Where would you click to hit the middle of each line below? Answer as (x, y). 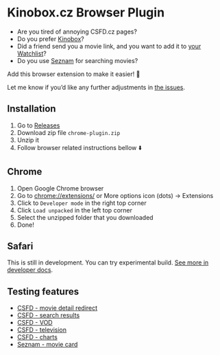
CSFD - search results (48, 315)
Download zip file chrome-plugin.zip (69, 132)
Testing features (43, 292)
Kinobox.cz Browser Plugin (86, 13)
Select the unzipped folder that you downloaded (85, 217)
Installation (32, 109)
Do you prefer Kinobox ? (50, 38)
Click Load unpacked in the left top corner (74, 210)
